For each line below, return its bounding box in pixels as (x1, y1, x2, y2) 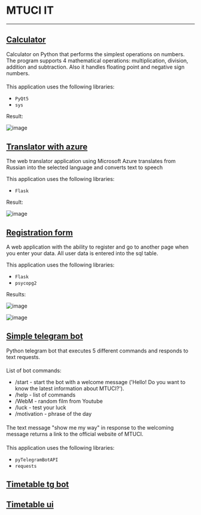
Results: (6, 290, 26, 298)
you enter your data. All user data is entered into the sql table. (6, 249, 159, 257)
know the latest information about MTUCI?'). (14, 385, 124, 392)
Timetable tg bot (6, 479, 69, 489)
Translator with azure (6, 142, 88, 152)
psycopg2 (14, 280, 37, 286)
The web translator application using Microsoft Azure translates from (6, 158, 176, 165)
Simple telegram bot (6, 331, 83, 341)
